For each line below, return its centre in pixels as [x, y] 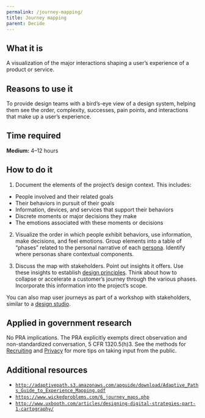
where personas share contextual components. [74, 254]
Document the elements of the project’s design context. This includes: [103, 184]
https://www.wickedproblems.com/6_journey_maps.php [82, 397]
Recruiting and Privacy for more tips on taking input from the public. [92, 351]
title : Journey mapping [37, 18]
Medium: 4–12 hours [32, 150]
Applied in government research [69, 323]
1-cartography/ [34, 409]
